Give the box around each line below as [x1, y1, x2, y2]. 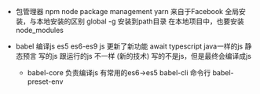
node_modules [15, 26, 64, 34]
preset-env [27, 77, 64, 86]
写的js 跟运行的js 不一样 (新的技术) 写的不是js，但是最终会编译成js [38, 52, 251, 60]
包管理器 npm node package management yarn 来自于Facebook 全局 [15, 7, 240, 16]
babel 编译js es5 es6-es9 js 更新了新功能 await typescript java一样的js [15, 42, 244, 51]
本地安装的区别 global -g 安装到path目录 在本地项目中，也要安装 [36, 16, 245, 26]
